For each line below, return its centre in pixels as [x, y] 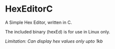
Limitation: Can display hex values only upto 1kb [54, 41]
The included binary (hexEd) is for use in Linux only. [58, 32]
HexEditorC [29, 9]
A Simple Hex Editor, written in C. [39, 22]
